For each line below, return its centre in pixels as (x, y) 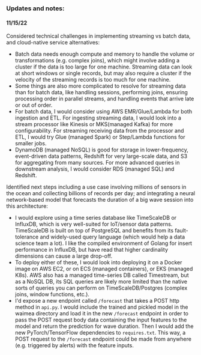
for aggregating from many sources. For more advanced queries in (97, 163)
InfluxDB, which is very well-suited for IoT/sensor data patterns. (94, 224)
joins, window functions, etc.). (52, 294)
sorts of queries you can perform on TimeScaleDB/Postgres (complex (101, 288)
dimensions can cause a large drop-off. (64, 256)
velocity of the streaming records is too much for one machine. (93, 80)
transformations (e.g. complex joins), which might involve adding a (97, 61)
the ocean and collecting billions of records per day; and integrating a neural (101, 193)
